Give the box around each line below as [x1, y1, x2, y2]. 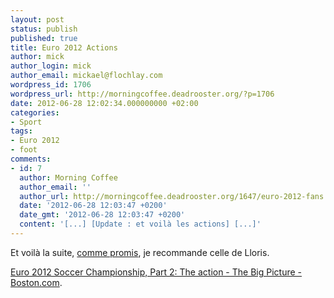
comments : [10, 154, 52, 164]
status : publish [10, 24, 78, 34]
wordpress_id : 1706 [10, 80, 92, 90]
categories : [10, 107, 60, 118]
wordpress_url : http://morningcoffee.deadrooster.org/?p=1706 [10, 89, 275, 99]
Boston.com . [10, 276, 63, 288]
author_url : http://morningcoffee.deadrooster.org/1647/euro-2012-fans [19, 191, 325, 201]
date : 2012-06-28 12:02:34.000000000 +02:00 [10, 98, 199, 108]
